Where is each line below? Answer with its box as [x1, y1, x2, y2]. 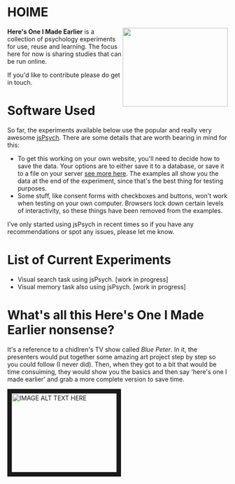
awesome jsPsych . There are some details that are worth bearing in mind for [7, 133, 227, 141]
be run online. [7, 57, 48, 65]
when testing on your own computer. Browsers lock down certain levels [17, 199, 224, 207]
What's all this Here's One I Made [7, 307, 204, 323]
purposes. [17, 184, 48, 193]
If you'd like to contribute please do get [7, 71, 120, 79]
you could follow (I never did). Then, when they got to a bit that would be [7, 360, 217, 368]
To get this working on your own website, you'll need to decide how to [17, 154, 220, 163]
